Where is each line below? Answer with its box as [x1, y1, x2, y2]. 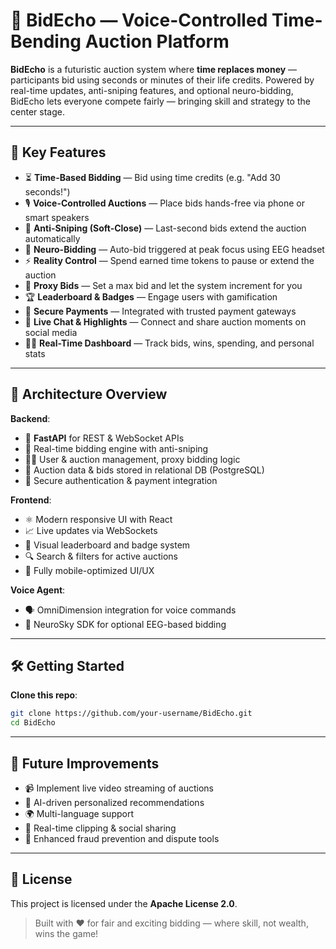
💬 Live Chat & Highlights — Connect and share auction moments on [24, 315, 307, 328]
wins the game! [34, 927, 99, 939]
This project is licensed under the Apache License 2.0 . [10, 897, 238, 909]
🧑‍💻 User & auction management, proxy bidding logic [24, 453, 241, 465]
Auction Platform [84, 30, 230, 53]
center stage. [10, 105, 65, 118]
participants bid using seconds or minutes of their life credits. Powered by [10, 74, 315, 86]
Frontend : [10, 494, 52, 506]
